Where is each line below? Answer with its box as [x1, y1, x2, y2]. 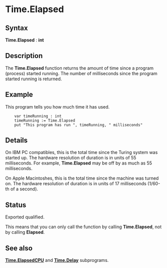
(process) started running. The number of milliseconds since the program [5, 70, 157, 76]
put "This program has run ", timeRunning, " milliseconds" [14, 122, 143, 127]
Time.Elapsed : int [5, 37, 44, 43]
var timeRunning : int [14, 114, 62, 119]
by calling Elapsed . [5, 229, 45, 235]
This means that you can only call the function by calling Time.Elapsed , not [5, 224, 162, 230]
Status [5, 200, 27, 209]
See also [5, 244, 33, 252]
